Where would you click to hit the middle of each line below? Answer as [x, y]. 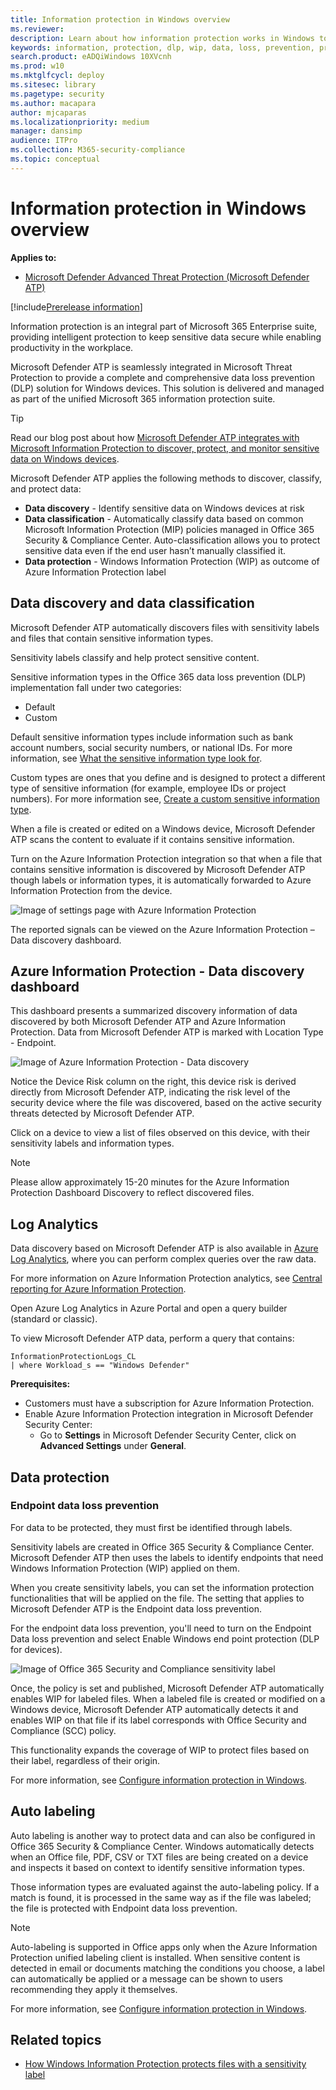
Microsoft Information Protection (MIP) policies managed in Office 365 [169, 529]
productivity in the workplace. [72, 347]
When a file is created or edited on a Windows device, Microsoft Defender [163, 828]
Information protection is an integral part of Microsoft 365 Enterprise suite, [164, 326]
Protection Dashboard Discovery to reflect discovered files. [132, 1193]
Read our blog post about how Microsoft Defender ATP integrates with [155, 437]
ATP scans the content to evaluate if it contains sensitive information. [152, 839]
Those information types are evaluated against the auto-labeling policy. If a [165, 1887]
